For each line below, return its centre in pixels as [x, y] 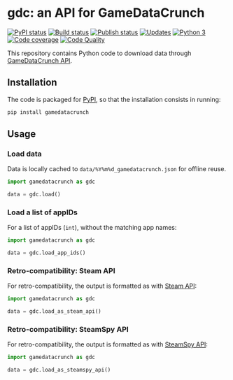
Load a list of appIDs [43, 212]
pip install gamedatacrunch [48, 112]
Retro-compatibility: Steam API [61, 271]
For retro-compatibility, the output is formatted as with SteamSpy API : [107, 344]
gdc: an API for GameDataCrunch [106, 13]
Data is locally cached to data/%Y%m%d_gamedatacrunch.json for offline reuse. [116, 169]
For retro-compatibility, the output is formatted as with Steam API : [102, 286]
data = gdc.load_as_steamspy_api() [59, 370]
